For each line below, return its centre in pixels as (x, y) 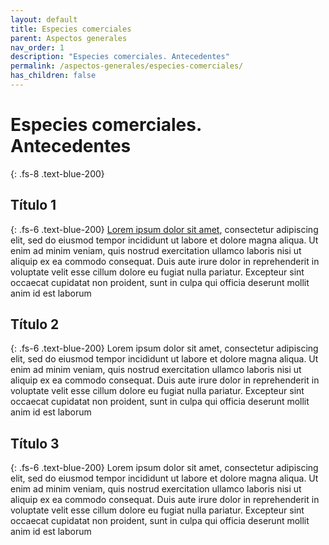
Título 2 (35, 324)
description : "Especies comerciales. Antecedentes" (120, 57)
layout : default (44, 19)
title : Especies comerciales (71, 29)
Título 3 (35, 443)
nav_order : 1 (37, 47)
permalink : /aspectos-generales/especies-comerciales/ (127, 66)
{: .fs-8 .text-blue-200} (57, 173)
